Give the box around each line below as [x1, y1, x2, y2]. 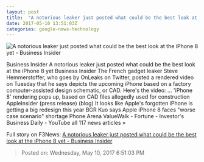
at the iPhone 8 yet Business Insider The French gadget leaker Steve [6, 68, 178, 75]
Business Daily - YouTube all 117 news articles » [6, 119, 126, 127]
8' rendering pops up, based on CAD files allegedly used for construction [6, 93, 190, 100]
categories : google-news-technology [6, 26, 99, 32]
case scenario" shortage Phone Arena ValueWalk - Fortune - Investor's [6, 113, 185, 120]
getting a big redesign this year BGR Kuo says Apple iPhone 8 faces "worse [6, 106, 196, 113]
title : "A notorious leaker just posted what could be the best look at [6, 15, 198, 21]
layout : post [6, 9, 40, 15]
